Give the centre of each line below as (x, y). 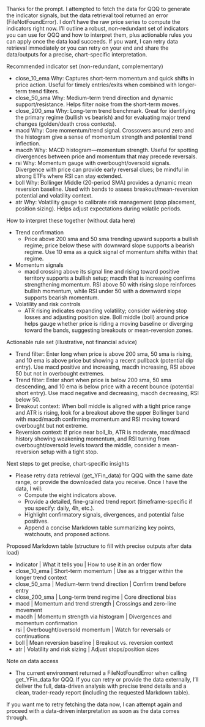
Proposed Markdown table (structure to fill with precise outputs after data (99, 546)
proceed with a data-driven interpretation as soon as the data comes (93, 711)
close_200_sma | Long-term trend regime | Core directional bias (96, 597)
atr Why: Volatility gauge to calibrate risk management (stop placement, (106, 202)
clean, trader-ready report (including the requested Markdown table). (102, 692)
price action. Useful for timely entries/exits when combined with (96, 85)
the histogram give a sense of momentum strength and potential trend (103, 137)
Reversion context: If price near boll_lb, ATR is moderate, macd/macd (102, 432)
